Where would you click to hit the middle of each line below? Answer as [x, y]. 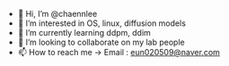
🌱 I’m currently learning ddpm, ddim [84, 33]
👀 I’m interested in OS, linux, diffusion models [102, 23]
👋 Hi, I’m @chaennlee [57, 14]
